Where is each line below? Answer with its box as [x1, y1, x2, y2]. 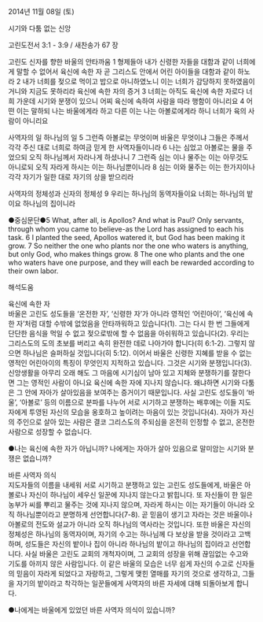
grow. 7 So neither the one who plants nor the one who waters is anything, [8, 241, 249, 250]
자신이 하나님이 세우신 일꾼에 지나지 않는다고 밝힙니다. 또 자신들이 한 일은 [28, 491, 254, 499]
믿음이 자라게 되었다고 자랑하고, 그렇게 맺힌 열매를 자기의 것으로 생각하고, [16, 569, 241, 578]
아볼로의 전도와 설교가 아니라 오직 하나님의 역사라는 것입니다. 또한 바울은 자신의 [8, 520, 251, 529]
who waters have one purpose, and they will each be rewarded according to [8, 258, 255, 267]
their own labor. [8, 266, 59, 276]
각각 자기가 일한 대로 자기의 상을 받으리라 [8, 172, 134, 181]
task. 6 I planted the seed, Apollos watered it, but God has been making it [8, 233, 246, 242]
